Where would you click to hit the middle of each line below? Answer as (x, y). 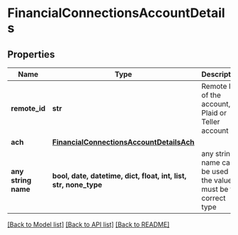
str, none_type (77, 185)
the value (217, 180)
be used (215, 171)
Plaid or (214, 113)
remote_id (28, 108)
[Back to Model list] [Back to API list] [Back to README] (89, 224)
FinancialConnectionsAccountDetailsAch (123, 142)
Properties (31, 54)
